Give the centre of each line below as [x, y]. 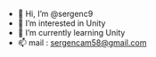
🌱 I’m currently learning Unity [71, 33]
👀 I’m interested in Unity [62, 23]
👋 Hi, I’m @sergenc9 [55, 14]
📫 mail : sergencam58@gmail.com [82, 43]
